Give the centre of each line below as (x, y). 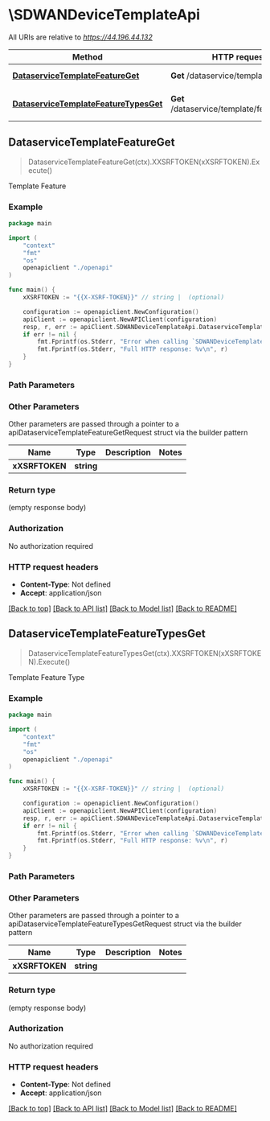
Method (87, 56)
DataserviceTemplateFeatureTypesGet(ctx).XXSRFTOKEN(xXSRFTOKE (145, 653)
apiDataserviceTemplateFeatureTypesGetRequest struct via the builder (125, 924)
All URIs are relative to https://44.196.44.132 (80, 37)
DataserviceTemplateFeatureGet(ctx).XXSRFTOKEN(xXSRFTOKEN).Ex (144, 162)
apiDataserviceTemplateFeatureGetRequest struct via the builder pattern (128, 433)
